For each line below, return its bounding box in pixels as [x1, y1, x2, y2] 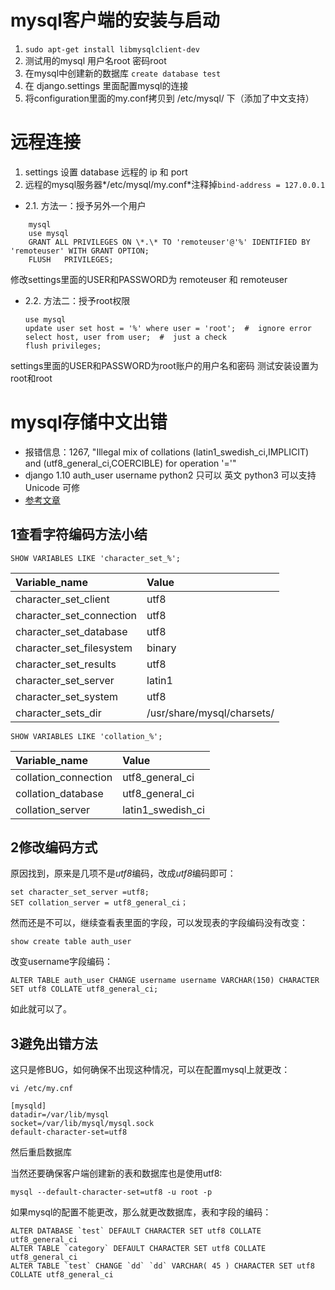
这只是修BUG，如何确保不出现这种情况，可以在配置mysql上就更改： [10, 1064, 291, 1076]
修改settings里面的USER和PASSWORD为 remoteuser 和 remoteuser [10, 273, 288, 285]
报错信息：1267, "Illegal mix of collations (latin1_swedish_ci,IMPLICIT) [24, 446, 310, 458]
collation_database [15, 786, 104, 800]
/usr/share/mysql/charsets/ [146, 706, 275, 720]
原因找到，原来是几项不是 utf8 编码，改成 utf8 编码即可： [10, 867, 237, 880]
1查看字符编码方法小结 [10, 526, 148, 543]
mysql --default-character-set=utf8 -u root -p [10, 1187, 213, 1198]
